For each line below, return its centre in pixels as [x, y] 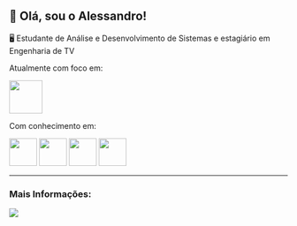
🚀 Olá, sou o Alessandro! [78, 16]
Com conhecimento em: [53, 125]
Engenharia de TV [42, 50]
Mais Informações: [50, 193]
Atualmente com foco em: [56, 68]
